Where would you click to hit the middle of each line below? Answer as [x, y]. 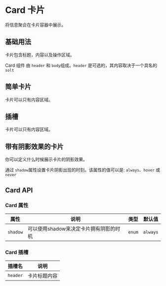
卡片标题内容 [43, 276]
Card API [19, 190]
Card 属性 [17, 205]
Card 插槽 [17, 252]
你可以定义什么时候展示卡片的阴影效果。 [46, 159]
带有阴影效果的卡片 [34, 146]
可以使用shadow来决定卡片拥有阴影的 [72, 229]
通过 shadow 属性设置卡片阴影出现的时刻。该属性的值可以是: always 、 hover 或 [83, 170]
